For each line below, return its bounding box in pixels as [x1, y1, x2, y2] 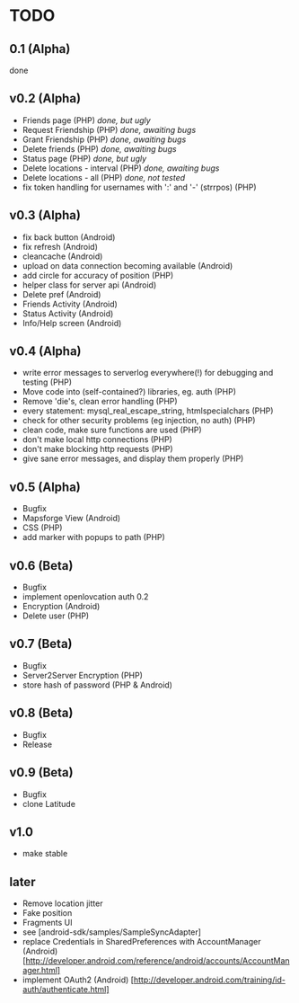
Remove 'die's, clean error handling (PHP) [22, 396, 178, 407]
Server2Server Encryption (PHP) [22, 670, 144, 680]
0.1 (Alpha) [9, 41, 71, 57]
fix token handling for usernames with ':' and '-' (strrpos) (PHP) [22, 182, 258, 192]
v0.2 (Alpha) [9, 91, 82, 106]
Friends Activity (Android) [22, 298, 119, 309]
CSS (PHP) [22, 522, 63, 533]
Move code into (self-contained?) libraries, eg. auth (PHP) [22, 386, 236, 397]
